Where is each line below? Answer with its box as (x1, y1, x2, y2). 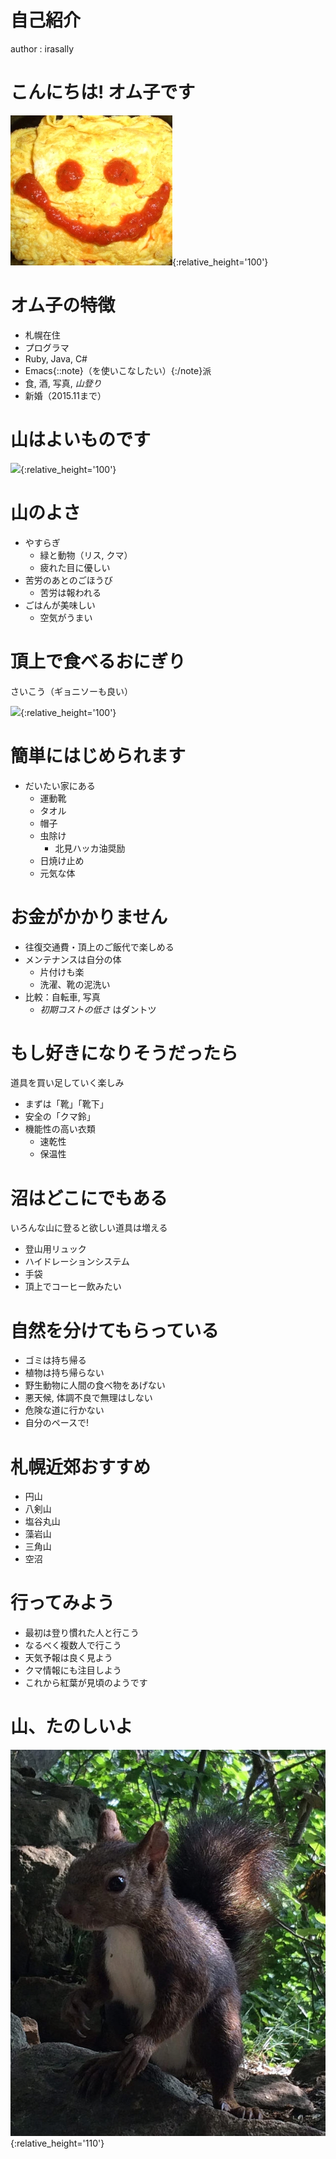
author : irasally (10, 42, 75, 55)
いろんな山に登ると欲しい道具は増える (10, 1222, 168, 1234)
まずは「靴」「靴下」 (24, 1098, 109, 1110)
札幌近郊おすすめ (10, 1456, 152, 1478)
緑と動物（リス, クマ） (39, 549, 133, 561)
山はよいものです (10, 429, 152, 451)
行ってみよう (10, 1592, 115, 1615)
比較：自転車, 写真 (24, 991, 101, 1003)
